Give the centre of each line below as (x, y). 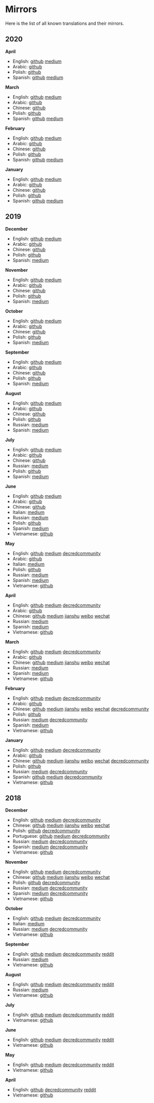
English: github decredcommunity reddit (54, 1090)
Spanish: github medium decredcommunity (57, 777)
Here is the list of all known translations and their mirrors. (65, 23)
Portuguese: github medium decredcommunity (61, 836)
